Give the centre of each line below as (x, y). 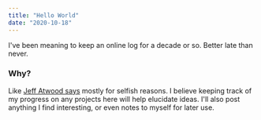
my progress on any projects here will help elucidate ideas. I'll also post (124, 99)
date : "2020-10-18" (40, 23)
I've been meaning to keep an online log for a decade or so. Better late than (131, 45)
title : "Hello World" (44, 15)
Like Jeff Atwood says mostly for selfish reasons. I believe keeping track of (130, 90)
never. (19, 53)
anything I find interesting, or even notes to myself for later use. (111, 107)
